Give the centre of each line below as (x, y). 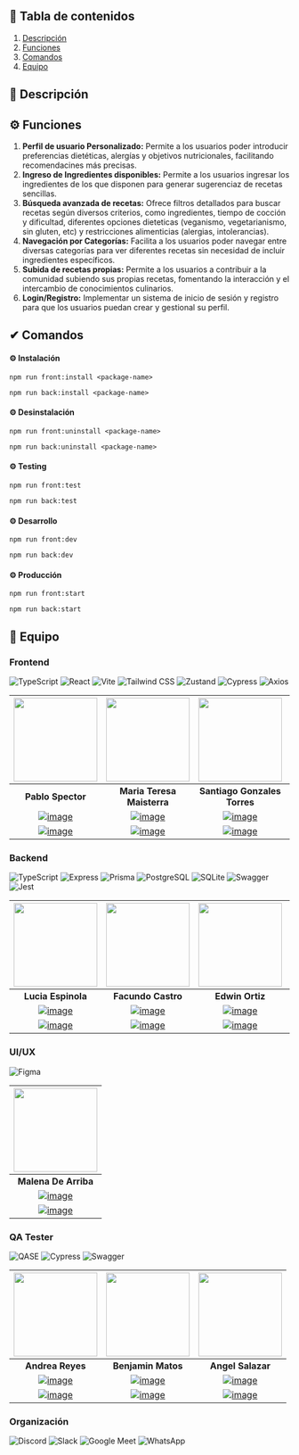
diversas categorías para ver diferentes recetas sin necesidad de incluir (154, 251)
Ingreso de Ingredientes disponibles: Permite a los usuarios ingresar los (156, 175)
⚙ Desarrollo (33, 521)
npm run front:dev (43, 540)
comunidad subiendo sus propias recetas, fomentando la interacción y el (156, 279)
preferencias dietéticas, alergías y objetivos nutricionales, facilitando (148, 156)
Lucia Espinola (55, 996)
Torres (240, 802)
